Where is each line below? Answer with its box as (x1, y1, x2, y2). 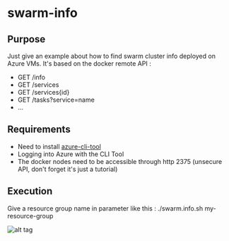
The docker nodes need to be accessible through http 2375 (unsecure (17, 157, 223, 165)
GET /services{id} (17, 88, 70, 96)
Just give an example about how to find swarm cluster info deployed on (7, 52, 216, 60)
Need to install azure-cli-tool (17, 142, 101, 151)
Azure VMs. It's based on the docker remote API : (7, 59, 152, 68)
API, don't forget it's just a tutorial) (17, 165, 118, 173)
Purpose (7, 33, 46, 45)
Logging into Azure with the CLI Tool (17, 150, 124, 158)
